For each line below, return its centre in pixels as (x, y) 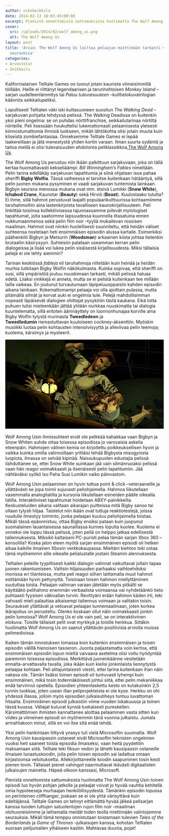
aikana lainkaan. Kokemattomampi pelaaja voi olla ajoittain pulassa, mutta (81, 290)
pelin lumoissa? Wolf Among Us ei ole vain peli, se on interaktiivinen (75, 617)
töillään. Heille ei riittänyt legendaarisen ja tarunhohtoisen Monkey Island (80, 89)
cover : (12, 27)
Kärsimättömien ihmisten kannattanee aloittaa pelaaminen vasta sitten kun (82, 712)
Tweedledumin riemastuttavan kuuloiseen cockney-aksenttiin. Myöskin (79, 322)
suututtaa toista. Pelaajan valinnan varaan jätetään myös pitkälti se (74, 585)
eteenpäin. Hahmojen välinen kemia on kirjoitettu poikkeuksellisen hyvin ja (82, 448)
